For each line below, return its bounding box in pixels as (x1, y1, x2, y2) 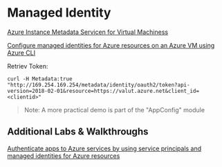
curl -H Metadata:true (7, 75, 73, 82)
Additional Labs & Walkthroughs (7, 126, 149, 138)
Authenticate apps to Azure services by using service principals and (7, 144, 202, 152)
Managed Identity (7, 5, 111, 21)
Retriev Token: (7, 62, 48, 70)
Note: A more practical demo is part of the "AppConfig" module (24, 105, 205, 114)
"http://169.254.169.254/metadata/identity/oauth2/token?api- (7, 81, 190, 88)
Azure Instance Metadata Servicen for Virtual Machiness (7, 28, 168, 36)
